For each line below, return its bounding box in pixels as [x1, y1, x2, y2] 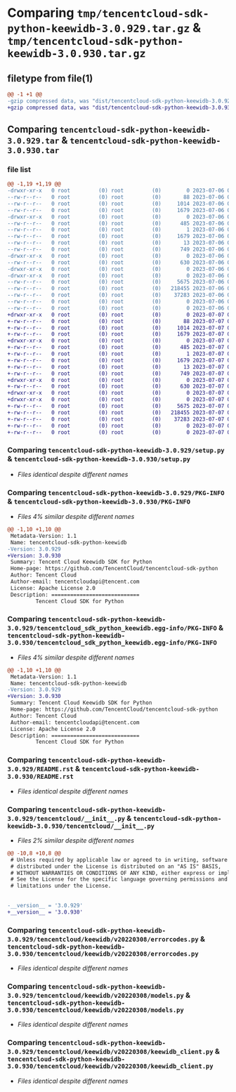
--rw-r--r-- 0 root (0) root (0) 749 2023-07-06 [7, 246, 225, 254]
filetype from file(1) [7, 72, 93, 84]
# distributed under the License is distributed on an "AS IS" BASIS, [10, 862, 221, 870]
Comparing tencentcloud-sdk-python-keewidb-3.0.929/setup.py [7, 445, 225, 455]
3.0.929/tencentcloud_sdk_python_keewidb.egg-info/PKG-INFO [7, 624, 218, 633]
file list [7, 164, 32, 174]
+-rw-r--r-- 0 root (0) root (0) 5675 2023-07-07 [7, 402, 225, 410]
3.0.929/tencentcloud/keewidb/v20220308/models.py [7, 992, 184, 999]
